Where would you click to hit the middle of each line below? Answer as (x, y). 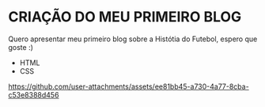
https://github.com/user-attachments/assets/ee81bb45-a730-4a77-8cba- (129, 86)
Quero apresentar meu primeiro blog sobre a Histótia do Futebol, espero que (133, 39)
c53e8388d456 (34, 94)
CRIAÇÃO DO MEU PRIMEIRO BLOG (125, 17)
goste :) (21, 47)
